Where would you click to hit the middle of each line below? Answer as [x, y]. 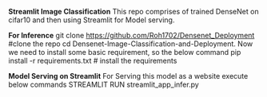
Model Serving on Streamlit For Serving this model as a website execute [128, 76]
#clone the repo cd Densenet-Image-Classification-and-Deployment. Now [131, 44]
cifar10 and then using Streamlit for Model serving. [92, 20]
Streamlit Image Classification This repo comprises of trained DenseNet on [133, 12]
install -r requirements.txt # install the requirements [93, 60]
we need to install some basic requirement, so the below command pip [125, 52]
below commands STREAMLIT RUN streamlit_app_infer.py [104, 84]
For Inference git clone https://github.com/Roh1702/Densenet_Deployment [132, 35]
